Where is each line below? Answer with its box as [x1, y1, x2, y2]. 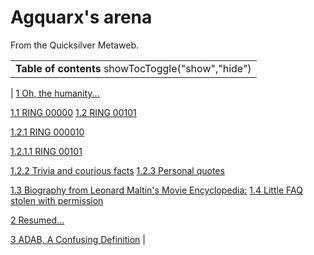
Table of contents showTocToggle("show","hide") [15, 61, 252, 75]
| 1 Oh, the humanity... [10, 87, 100, 99]
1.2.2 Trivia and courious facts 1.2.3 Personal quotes [10, 164, 225, 176]
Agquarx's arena [10, 6, 153, 29]
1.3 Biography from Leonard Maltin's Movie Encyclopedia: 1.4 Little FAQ [10, 184, 303, 196]
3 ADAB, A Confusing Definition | [10, 233, 146, 245]
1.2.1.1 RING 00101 [10, 145, 83, 157]
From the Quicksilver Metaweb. [10, 39, 139, 51]
